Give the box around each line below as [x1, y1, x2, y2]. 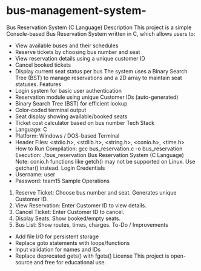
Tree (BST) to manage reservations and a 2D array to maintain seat [15, 74, 183, 81]
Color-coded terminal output [15, 106, 87, 113]
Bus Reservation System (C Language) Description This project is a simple [6, 24, 192, 31]
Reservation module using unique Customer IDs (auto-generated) [15, 93, 179, 101]
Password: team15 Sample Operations [15, 177, 110, 184]
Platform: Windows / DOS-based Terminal [15, 132, 120, 139]
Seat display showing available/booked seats [15, 113, 128, 120]
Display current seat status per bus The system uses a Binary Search [15, 67, 188, 75]
